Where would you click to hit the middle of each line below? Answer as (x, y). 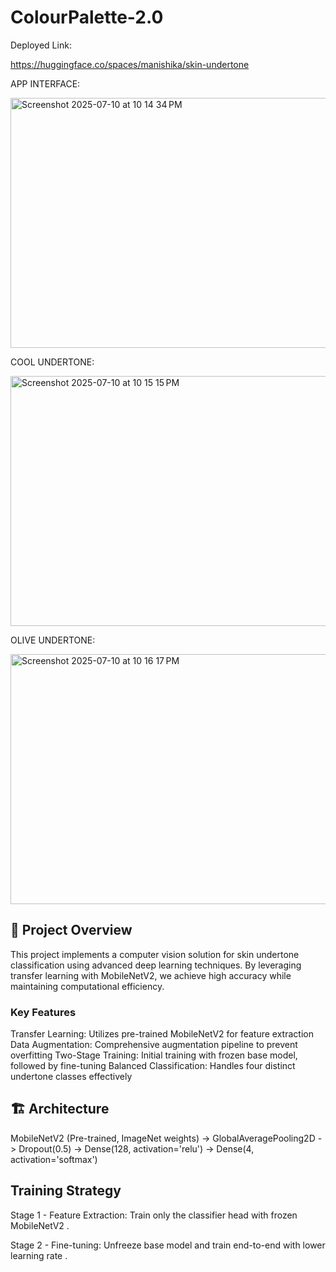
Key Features (43, 1012)
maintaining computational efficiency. (87, 986)
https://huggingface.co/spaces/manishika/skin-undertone (130, 64)
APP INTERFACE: (45, 83)
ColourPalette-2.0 (87, 17)
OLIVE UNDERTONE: (53, 640)
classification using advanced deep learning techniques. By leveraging (156, 965)
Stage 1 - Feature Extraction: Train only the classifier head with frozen (154, 1215)
